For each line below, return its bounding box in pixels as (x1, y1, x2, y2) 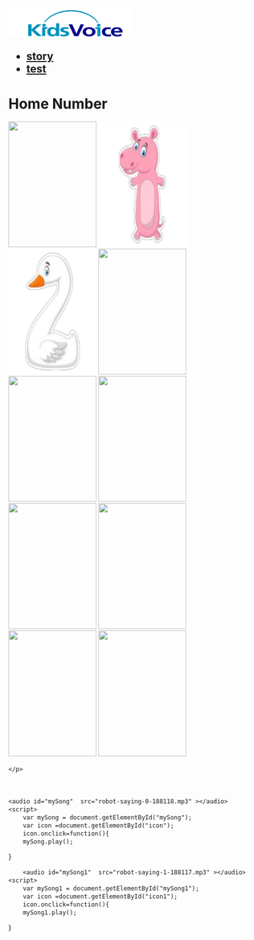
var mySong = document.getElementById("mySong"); (23, 814, 193, 822)
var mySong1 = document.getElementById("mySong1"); (23, 884, 199, 893)
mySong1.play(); (23, 909, 78, 917)
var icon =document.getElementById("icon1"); (23, 893, 178, 901)
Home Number (8, 94, 109, 113)
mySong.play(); (23, 838, 74, 846)
